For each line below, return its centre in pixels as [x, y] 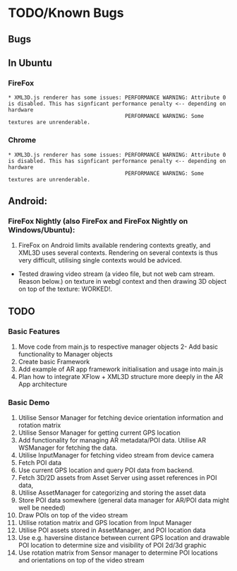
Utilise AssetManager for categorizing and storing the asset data [112, 493]
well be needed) [42, 508]
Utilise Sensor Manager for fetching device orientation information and [121, 418]
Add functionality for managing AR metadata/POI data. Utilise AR [112, 440]
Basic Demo [29, 402]
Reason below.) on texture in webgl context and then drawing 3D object [122, 282]
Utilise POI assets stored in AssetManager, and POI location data [112, 530]
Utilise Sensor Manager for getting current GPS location [99, 433]
